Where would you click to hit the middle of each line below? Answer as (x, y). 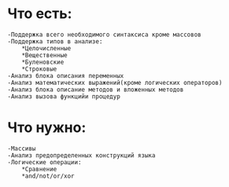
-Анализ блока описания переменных (66, 75)
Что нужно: (47, 128)
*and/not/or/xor (48, 176)
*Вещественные (44, 55)
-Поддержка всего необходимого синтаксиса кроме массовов (104, 35)
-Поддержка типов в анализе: (55, 41)
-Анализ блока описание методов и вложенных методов (96, 90)
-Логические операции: (44, 162)
